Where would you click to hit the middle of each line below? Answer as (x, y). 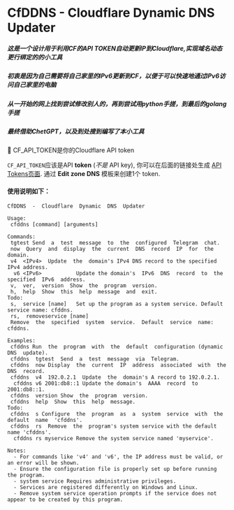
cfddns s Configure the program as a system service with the (117, 414)
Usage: (17, 219)
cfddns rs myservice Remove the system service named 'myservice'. (114, 439)
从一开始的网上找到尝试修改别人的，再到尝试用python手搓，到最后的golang (117, 103)
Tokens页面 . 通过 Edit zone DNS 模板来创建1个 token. (84, 174)
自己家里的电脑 (35, 85)
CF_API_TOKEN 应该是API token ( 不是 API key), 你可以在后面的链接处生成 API (115, 165)
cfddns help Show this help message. (73, 402)
